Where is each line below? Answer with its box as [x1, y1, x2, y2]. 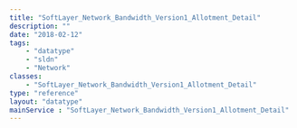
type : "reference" [9, 88, 79, 97]
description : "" [9, 22, 71, 31]
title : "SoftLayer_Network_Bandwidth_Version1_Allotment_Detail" [9, 13, 261, 23]
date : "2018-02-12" [9, 30, 83, 39]
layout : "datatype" [9, 96, 83, 106]
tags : [9, 38, 30, 48]
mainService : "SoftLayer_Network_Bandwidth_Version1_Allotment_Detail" [9, 105, 290, 114]
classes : [9, 72, 43, 81]
